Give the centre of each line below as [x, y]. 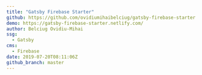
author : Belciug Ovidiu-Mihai [45, 29]
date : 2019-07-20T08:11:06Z [42, 57]
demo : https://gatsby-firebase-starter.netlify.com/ [75, 23]
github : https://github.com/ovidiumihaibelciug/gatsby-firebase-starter [101, 18]
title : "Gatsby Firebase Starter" [50, 12]
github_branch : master [35, 62]
